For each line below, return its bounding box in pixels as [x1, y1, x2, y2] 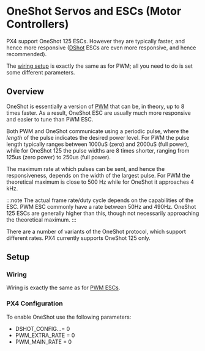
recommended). [6, 50, 47, 57]
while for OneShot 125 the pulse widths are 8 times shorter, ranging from [6, 147, 190, 154]
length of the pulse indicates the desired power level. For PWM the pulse [6, 134, 190, 141]
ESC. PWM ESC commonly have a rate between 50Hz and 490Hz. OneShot [6, 203, 196, 210]
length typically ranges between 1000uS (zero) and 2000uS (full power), [6, 140, 189, 148]
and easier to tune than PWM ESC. [6, 115, 94, 123]
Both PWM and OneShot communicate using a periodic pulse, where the [6, 127, 189, 135]
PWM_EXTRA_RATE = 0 [15, 331, 75, 339]
